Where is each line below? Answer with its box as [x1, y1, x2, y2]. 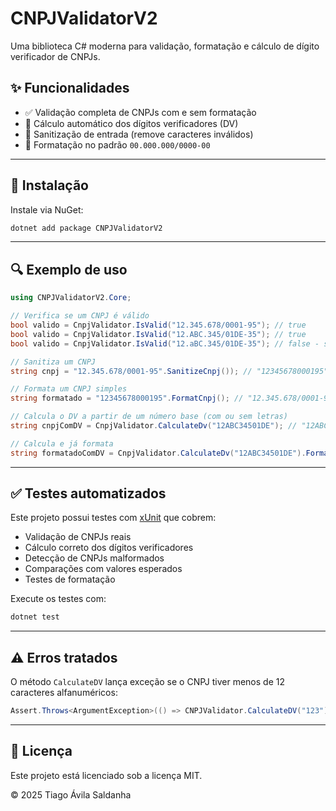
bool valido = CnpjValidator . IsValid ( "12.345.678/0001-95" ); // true [10, 320, 307, 330]
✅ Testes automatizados [10, 485, 167, 502]
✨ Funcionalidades [10, 80, 130, 97]
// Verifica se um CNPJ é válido [10, 311, 150, 321]
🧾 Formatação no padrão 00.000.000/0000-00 [24, 138, 211, 151]
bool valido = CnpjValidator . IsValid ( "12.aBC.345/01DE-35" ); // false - [10, 338, 320, 349]
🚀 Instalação [10, 177, 89, 194]
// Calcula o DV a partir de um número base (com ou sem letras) [10, 412, 288, 422]
